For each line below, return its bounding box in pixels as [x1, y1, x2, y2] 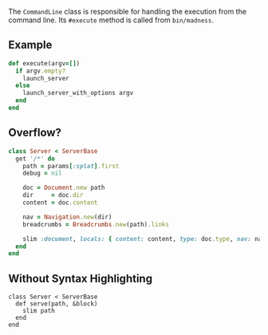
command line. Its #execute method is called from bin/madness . [8, 15, 214, 25]
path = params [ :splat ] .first [22, 162, 120, 170]
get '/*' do [15, 155, 56, 163]
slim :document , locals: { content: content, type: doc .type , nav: [22, 235, 251, 242]
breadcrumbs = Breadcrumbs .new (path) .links [22, 220, 170, 228]
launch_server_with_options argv [22, 89, 134, 97]
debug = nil [22, 169, 62, 178]
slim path [22, 307, 56, 315]
